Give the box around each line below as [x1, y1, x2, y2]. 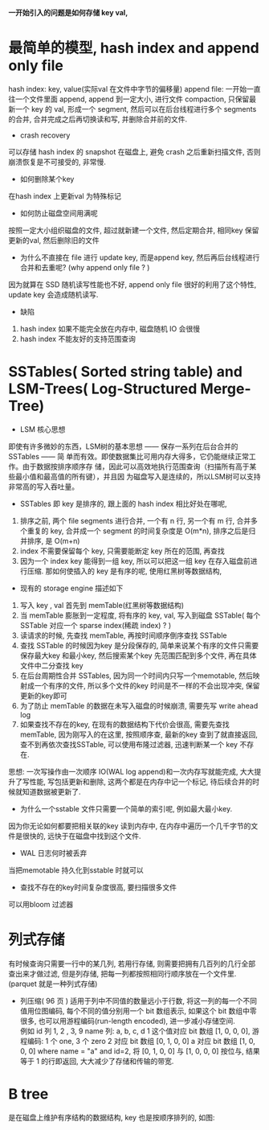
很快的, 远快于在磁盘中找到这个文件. [22, 831, 142, 840]
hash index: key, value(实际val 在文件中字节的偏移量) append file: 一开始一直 [8, 84, 261, 93]
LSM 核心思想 [19, 424, 66, 434]
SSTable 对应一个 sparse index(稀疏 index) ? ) [19, 620, 172, 630]
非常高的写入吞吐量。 [8, 482, 79, 491]
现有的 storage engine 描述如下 [19, 583, 124, 593]
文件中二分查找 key [19, 660, 84, 670]
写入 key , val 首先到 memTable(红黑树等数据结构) [19, 600, 185, 610]
